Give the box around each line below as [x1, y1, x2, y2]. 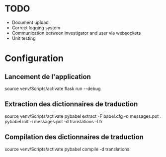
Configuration [4, 53, 64, 64]
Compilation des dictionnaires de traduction [4, 133, 144, 142]
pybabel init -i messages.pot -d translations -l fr [4, 118, 103, 124]
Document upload [11, 19, 49, 25]
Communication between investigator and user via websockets [11, 30, 141, 36]
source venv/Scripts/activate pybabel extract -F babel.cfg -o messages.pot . [4, 113, 162, 119]
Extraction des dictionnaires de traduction [4, 100, 138, 108]
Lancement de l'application [4, 73, 91, 81]
